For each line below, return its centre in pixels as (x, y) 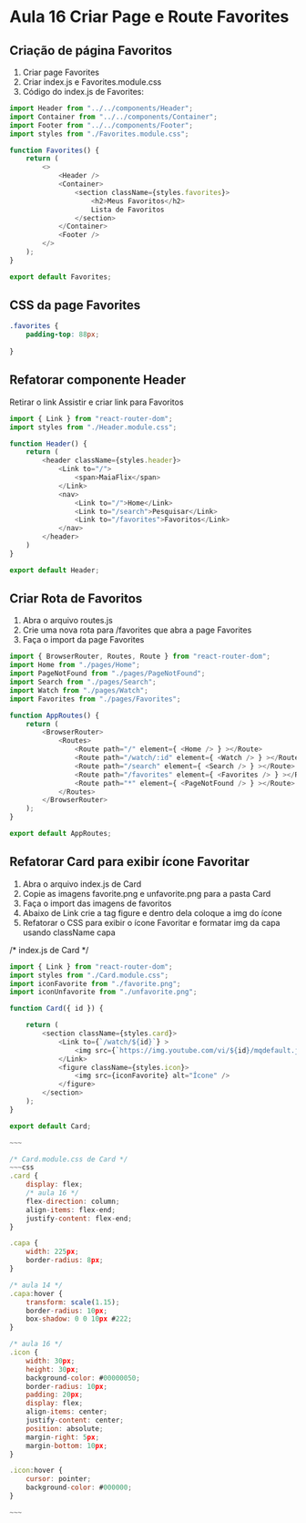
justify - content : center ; (75, 1420)
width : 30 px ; (51, 1361)
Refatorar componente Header (98, 380)
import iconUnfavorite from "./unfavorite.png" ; (103, 992)
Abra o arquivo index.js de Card (82, 884)
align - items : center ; (66, 1412)
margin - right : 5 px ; (63, 1437)
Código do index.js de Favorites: (83, 92)
